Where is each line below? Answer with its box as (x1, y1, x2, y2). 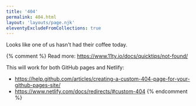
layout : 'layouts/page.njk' (6, 19, 75, 25)
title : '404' (6, 8, 38, 15)
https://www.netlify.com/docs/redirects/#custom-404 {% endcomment (14, 88, 188, 95)
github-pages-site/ (14, 82, 61, 89)
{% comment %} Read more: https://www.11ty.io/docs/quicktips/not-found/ (6, 52, 188, 59)
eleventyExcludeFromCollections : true (6, 25, 101, 31)
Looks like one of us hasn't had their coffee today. (6, 41, 128, 48)
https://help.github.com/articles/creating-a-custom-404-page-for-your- (14, 75, 190, 82)
